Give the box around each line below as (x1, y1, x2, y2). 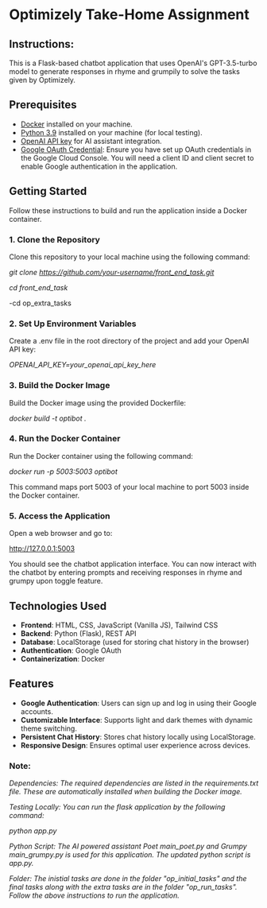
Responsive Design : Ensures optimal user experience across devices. (20, 740, 251, 750)
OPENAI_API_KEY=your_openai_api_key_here (9, 360, 157, 370)
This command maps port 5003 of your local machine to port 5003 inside (9, 482, 250, 491)
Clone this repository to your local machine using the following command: (9, 252, 250, 262)
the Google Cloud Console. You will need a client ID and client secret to (20, 153, 254, 162)
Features (9, 677, 54, 691)
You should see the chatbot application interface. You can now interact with (9, 559, 257, 569)
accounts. (20, 706, 54, 716)
